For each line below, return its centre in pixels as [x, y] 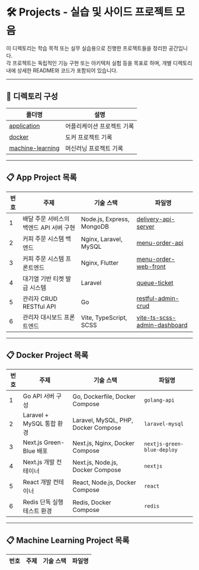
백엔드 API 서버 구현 [49, 228]
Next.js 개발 [39, 462]
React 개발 [37, 482]
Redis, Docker [92, 502]
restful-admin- [158, 298]
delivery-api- [156, 219]
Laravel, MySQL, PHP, [103, 420]
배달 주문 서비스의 [46, 219]
